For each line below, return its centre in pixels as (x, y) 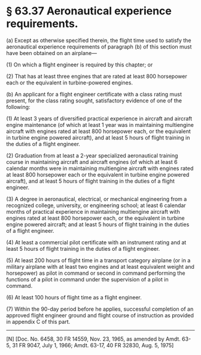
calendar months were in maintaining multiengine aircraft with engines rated (100, 168)
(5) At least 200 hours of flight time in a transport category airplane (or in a (98, 260)
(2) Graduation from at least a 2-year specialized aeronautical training (92, 155)
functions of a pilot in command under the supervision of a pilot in (87, 279)
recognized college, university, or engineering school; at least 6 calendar (96, 205)
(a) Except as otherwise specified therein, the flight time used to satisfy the (99, 40)
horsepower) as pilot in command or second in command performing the (96, 273)
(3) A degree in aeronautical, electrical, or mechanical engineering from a (97, 199)
